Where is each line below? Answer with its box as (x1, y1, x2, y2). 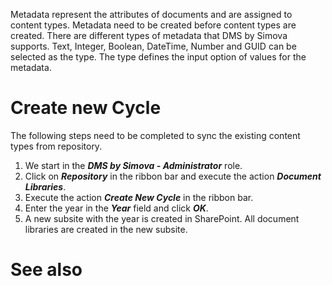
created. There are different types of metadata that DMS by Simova (10, 30, 288, 41)
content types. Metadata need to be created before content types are (10, 19, 297, 31)
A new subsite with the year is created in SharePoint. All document (24, 212, 300, 224)
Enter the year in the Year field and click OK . (24, 202, 209, 214)
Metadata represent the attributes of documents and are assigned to (10, 9, 293, 20)
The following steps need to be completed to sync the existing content (10, 129, 301, 141)
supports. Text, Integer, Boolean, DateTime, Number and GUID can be (10, 40, 297, 52)
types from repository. (10, 140, 103, 152)
